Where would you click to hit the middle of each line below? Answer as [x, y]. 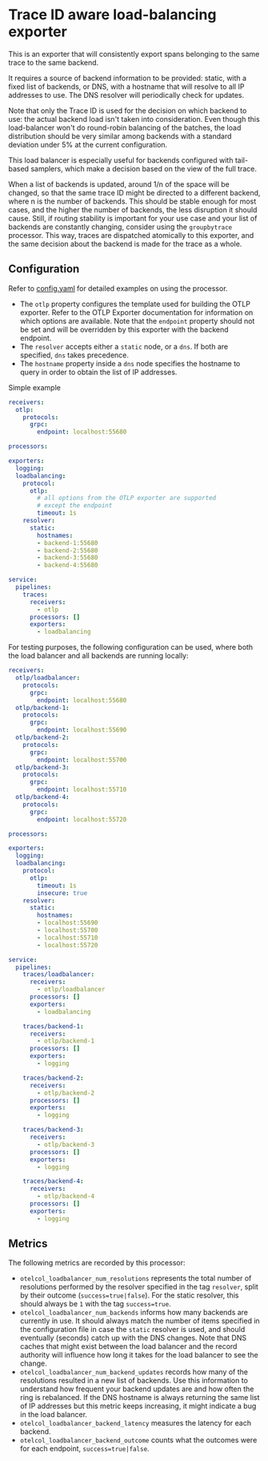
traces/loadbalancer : [58, 975]
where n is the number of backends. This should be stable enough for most [132, 201]
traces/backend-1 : [53, 1026]
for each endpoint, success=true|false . [84, 1449]
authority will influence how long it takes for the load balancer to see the [139, 1355]
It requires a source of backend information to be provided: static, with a [127, 78]
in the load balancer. [54, 1415]
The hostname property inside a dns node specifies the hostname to [130, 363]
